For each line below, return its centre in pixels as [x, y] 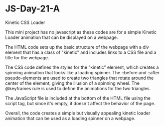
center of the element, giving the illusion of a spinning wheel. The [72, 83]
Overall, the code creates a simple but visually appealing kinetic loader [78, 113]
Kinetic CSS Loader [25, 22]
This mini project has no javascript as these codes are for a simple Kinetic [81, 32]
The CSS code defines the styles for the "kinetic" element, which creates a [82, 67]
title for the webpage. [27, 57]
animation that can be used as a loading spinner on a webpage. [70, 118]
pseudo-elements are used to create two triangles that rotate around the [80, 78]
